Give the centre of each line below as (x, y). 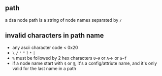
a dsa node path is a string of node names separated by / (64, 20)
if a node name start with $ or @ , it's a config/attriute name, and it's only (84, 63)
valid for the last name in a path (44, 68)
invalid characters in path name (55, 36)
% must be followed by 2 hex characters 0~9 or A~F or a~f (69, 58)
